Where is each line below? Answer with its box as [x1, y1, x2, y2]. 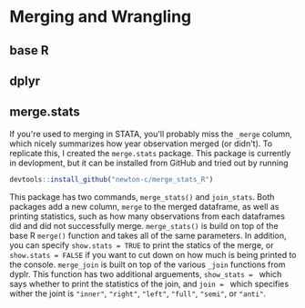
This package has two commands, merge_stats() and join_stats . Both [9, 191, 275, 202]
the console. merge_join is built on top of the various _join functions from [9, 259, 286, 270]
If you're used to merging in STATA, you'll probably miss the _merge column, [9, 128, 293, 139]
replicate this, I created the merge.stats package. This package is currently [9, 147, 291, 158]
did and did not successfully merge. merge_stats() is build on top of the [9, 220, 280, 231]
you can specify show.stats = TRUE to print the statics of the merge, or [9, 239, 274, 251]
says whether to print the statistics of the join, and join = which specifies [9, 278, 290, 289]
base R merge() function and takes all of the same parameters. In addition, [9, 230, 287, 241]
